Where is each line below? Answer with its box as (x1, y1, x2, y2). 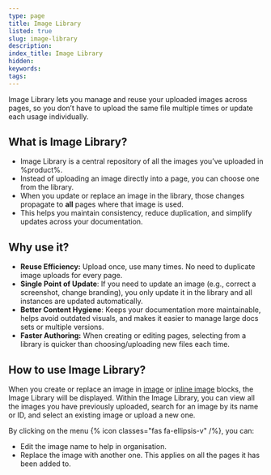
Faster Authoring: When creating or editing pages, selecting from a (19, 331, 247, 340)
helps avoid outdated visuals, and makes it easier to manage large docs (19, 314, 259, 323)
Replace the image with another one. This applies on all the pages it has (19, 451, 260, 460)
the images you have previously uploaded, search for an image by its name (8, 402, 259, 412)
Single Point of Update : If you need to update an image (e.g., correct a (19, 279, 256, 289)
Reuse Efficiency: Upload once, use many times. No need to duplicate (19, 262, 256, 272)
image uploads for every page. (19, 271, 123, 280)
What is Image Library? (8, 135, 128, 149)
